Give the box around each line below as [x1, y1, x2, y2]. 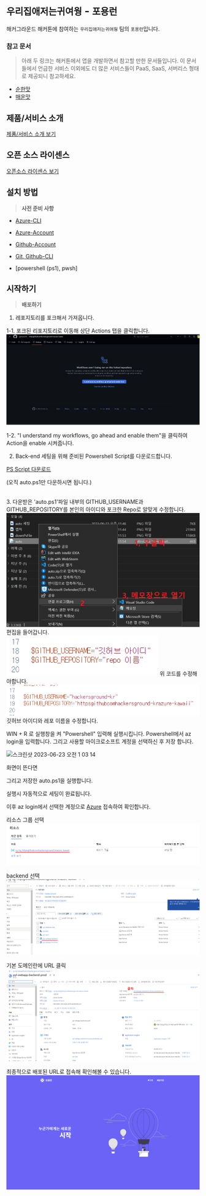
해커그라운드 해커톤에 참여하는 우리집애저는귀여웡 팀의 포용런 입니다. [6, 25, 160, 33]
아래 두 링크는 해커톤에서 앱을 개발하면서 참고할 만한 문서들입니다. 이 [21, 57, 185, 64]
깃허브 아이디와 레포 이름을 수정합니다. [6, 717, 98, 725]
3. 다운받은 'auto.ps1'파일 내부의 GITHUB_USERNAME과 [6, 498, 144, 505]
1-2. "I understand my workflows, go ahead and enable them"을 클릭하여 [6, 431, 188, 439]
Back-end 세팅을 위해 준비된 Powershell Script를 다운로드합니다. [15, 452, 173, 460]
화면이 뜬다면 [6, 764, 38, 771]
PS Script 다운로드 [6, 465, 51, 473]
